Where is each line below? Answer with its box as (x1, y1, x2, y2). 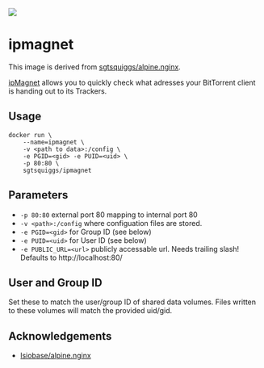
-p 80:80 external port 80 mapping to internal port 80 (19, 210, 198, 220)
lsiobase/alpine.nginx (19, 351, 91, 361)
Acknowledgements (8, 329, 112, 343)
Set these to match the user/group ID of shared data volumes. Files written (8, 297, 257, 307)
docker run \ (8, 131, 52, 139)
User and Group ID (8, 275, 103, 290)
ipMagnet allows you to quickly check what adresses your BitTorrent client (8, 77, 256, 87)
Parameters (8, 188, 69, 202)
